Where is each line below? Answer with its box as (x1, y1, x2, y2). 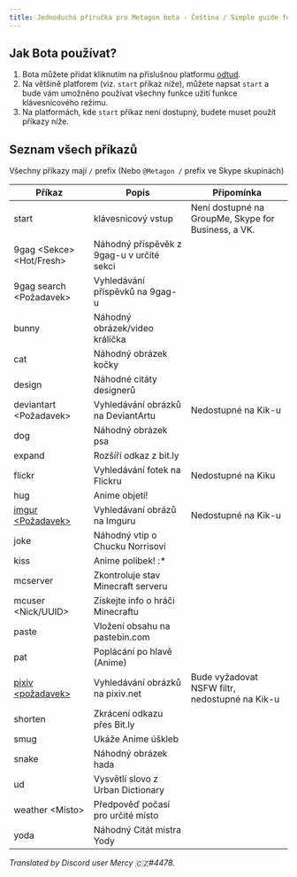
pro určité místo (93, 810, 159, 822)
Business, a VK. (190, 223, 255, 236)
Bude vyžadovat (190, 671, 258, 683)
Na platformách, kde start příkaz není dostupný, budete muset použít (21, 107, 277, 118)
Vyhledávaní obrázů (93, 504, 177, 516)
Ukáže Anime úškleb (93, 733, 179, 745)
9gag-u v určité (93, 249, 160, 261)
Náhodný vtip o (93, 529, 157, 541)
